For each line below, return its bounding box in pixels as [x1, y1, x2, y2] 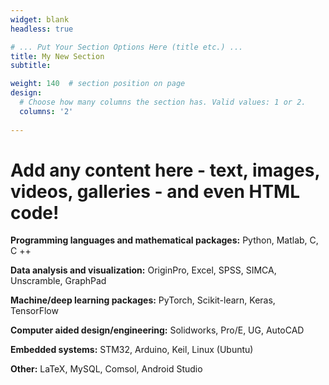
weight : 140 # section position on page [10, 79, 186, 89]
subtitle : [10, 61, 52, 71]
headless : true [10, 24, 74, 34]
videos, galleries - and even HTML [10, 180, 301, 203]
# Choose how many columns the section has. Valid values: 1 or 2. [19, 97, 307, 107]
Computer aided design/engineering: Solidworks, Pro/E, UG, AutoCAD [10, 324, 305, 336]
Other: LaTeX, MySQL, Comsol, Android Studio [10, 363, 203, 375]
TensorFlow [10, 305, 59, 317]
